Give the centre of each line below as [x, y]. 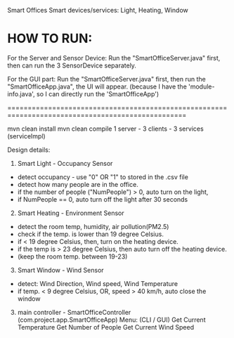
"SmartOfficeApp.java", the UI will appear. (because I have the [97, 86]
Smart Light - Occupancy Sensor [65, 163]
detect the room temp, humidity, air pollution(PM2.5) [93, 226]
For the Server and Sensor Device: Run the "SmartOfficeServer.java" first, [114, 58]
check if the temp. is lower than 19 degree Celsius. [90, 234]
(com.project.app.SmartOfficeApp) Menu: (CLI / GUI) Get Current [111, 320]
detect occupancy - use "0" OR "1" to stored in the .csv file [103, 177]
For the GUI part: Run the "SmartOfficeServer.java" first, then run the [106, 79]
